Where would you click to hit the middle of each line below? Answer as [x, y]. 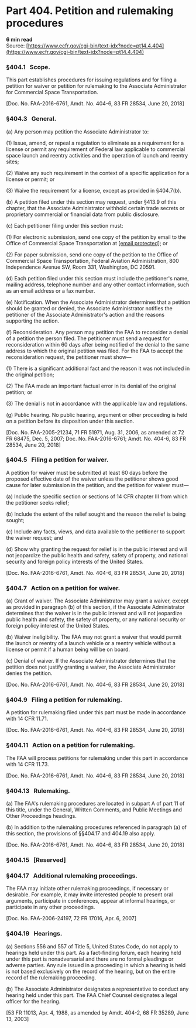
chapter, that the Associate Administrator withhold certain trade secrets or [95, 208]
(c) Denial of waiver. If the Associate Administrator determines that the [91, 661]
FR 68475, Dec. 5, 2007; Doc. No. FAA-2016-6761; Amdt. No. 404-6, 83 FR [96, 438]
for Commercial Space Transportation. [52, 92]
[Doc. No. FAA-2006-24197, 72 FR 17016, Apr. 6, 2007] [71, 919]
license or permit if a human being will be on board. [68, 650]
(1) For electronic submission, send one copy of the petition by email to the [96, 237]
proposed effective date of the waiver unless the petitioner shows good [92, 479]
